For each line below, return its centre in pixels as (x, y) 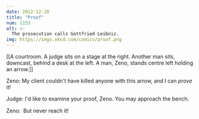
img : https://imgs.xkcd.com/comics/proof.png (64, 39)
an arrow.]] (20, 69)
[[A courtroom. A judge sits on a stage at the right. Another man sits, (91, 57)
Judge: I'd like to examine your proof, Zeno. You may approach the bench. (98, 99)
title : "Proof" (25, 17)
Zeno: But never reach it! (37, 111)
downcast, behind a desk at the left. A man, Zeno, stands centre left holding (100, 63)
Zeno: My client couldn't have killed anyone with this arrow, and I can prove (99, 81)
